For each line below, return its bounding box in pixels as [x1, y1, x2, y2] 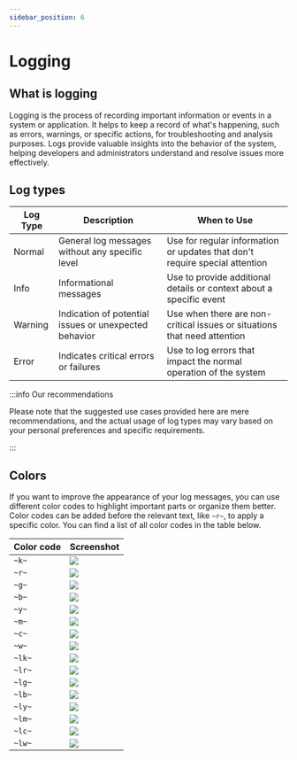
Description [83, 214, 134, 227]
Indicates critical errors [58, 350, 155, 362]
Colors [9, 468, 47, 483]
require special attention [166, 257, 268, 269]
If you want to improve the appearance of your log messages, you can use [9, 492, 280, 502]
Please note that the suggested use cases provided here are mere [9, 407, 249, 417]
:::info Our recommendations [9, 389, 114, 399]
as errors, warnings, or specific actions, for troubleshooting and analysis [9, 128, 274, 139]
